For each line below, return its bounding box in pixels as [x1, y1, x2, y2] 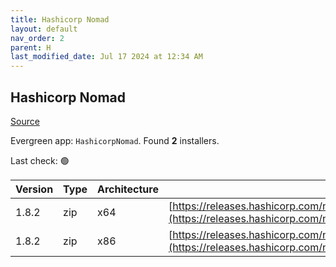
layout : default [10, 24, 78, 34]
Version [15, 182, 54, 196]
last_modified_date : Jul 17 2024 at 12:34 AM [10, 52, 203, 62]
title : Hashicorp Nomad [10, 14, 110, 25]
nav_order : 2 [10, 33, 65, 43]
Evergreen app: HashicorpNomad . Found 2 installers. [10, 134, 220, 146]
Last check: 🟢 [10, 154, 70, 166]
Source [10, 115, 40, 127]
